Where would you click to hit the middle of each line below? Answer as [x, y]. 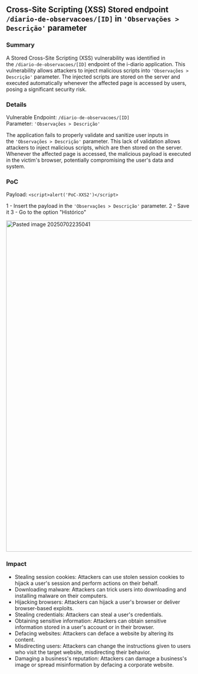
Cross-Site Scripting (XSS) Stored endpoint [88, 10]
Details [16, 104]
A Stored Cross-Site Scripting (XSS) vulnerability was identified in [86, 58]
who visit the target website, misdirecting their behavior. [83, 652]
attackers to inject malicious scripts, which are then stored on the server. [94, 148]
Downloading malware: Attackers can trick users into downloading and [100, 589]
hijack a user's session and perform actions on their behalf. [87, 583]
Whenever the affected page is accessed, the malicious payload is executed [99, 153]
